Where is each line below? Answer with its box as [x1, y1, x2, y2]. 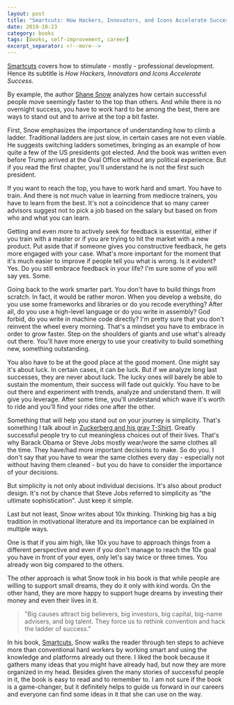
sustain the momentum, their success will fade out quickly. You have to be [7, 380, 220, 388]
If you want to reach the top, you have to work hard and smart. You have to [7, 184, 222, 192]
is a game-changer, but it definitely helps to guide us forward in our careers [7, 683, 224, 691]
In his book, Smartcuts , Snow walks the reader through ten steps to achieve [7, 638, 224, 646]
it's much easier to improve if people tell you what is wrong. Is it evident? [7, 257, 217, 265]
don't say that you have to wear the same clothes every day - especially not [7, 453, 225, 461]
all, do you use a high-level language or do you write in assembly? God [7, 308, 211, 316]
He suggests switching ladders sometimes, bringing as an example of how [7, 141, 221, 149]
